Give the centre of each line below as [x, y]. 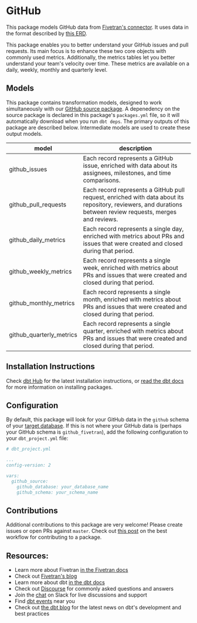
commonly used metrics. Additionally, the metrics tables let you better [91, 57]
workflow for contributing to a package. [54, 537]
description [136, 148]
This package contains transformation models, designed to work [84, 102]
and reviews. [101, 219]
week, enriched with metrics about [131, 268]
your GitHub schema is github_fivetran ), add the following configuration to [97, 432]
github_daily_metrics [37, 239]
